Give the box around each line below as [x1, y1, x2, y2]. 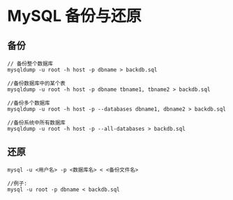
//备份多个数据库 [7, 99, 50, 106]
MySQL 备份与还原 [7, 6, 142, 25]
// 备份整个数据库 [7, 60, 54, 67]
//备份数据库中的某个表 [7, 80, 66, 87]
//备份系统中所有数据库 [7, 119, 66, 126]
